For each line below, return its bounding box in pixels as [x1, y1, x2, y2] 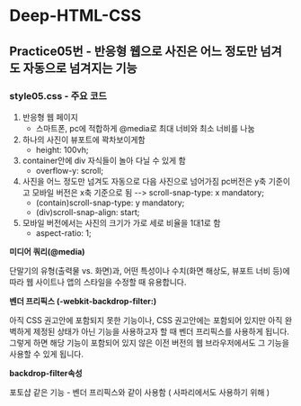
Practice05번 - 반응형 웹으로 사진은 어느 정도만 [9, 43, 258, 59]
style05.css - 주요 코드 [9, 89, 108, 102]
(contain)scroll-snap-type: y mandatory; [35, 197, 185, 208]
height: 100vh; [35, 144, 89, 155]
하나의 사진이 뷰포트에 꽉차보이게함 [22, 134, 146, 145]
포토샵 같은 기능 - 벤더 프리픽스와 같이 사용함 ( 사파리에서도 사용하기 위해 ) [9, 386, 270, 397]
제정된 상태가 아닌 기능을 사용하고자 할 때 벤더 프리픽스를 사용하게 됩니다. [32, 326, 290, 337]
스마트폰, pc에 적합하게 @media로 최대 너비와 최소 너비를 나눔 [35, 122, 255, 133]
